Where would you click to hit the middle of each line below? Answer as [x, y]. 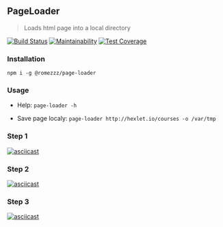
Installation [26, 59]
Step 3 [18, 202]
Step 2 [18, 169]
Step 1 [17, 136]
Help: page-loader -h [47, 105]
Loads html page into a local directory [77, 27]
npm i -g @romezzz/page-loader [52, 73]
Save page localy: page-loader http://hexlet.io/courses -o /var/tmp [117, 119]
